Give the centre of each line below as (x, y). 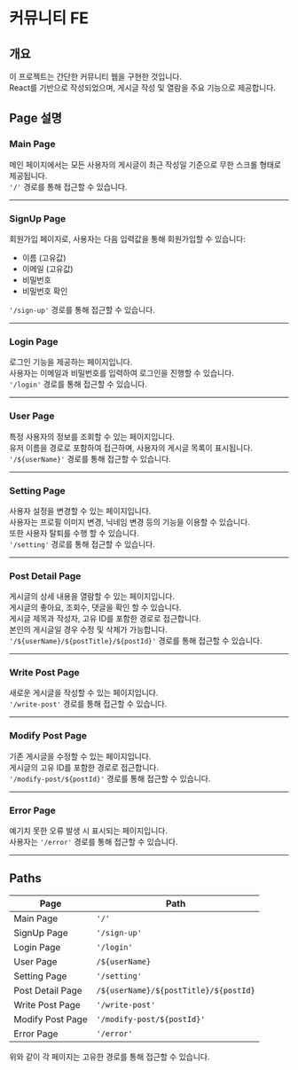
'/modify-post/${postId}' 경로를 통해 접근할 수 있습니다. (110, 778)
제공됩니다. (28, 176)
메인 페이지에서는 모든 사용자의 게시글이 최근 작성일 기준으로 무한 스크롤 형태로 (145, 164)
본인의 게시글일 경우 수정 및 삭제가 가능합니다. (89, 629)
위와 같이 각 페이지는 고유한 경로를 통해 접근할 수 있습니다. (110, 1057)
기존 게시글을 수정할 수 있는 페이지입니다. (80, 756)
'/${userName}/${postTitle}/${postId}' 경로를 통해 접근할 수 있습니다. (136, 641)
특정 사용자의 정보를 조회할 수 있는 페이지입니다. (92, 436)
